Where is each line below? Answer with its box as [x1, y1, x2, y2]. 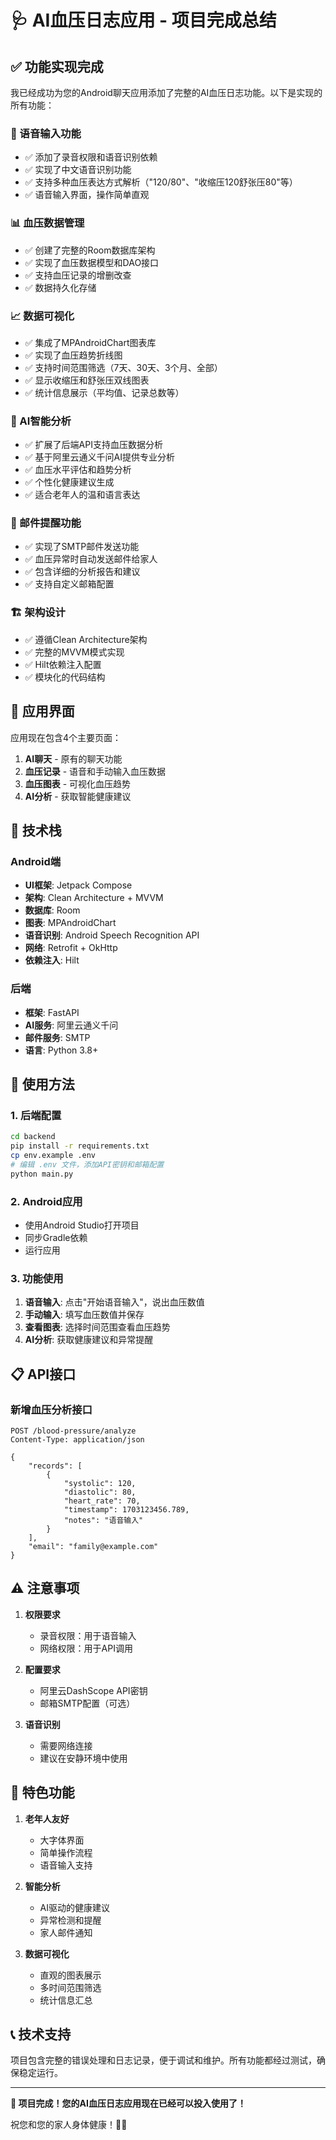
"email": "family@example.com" [28, 1541, 159, 1551]
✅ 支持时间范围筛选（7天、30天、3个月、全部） [24, 361, 223, 373]
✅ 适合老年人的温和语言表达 [24, 489, 141, 501]
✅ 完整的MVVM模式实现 [24, 646, 125, 658]
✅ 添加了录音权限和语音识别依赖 [24, 151, 158, 163]
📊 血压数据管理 [10, 216, 85, 230]
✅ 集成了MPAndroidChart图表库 [24, 336, 157, 348]
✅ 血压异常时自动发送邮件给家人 [24, 553, 158, 565]
